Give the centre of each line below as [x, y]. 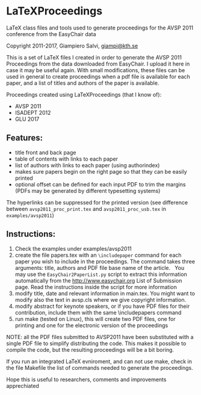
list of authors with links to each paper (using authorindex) [87, 165]
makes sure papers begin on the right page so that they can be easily [101, 171]
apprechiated [23, 385]
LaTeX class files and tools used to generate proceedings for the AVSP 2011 [100, 28]
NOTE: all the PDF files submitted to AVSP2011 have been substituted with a [100, 337]
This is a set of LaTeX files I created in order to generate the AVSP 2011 [94, 57]
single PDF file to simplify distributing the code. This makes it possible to [96, 343]
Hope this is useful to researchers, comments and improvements [86, 379]
